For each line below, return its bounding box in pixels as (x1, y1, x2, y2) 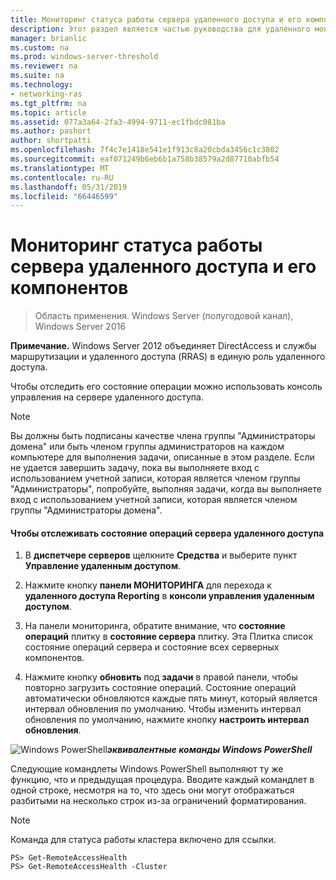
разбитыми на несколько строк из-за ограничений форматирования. (10, 795, 307, 807)
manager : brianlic (10, 33, 87, 43)
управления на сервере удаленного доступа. (10, 391, 204, 403)
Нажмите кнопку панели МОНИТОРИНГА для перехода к (24, 579, 272, 591)
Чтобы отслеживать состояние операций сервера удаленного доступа (10, 527, 325, 539)
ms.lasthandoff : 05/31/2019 (10, 182, 128, 192)
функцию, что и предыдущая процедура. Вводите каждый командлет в (10, 774, 315, 786)
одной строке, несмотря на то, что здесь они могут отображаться (10, 784, 295, 796)
